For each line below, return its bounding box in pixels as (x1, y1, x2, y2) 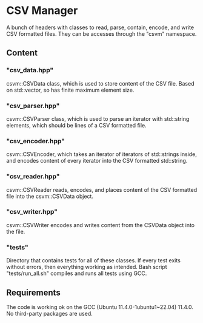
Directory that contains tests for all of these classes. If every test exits (6, 257, 181, 264)
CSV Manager (6, 4, 78, 18)
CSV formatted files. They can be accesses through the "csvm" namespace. (6, 30, 197, 37)
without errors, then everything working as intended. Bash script (6, 263, 168, 271)
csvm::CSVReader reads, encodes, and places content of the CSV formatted (6, 186, 198, 193)
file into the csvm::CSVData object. (6, 192, 94, 200)
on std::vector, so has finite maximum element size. (6, 86, 135, 93)
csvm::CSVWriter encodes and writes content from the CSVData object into (6, 221, 195, 228)
